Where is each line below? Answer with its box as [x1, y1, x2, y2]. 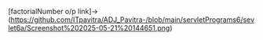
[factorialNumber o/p [8, 7, 76, 16]
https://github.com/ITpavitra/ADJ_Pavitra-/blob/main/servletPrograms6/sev [10, 15, 255, 24]
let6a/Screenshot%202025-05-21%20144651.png [8, 24, 170, 32]
